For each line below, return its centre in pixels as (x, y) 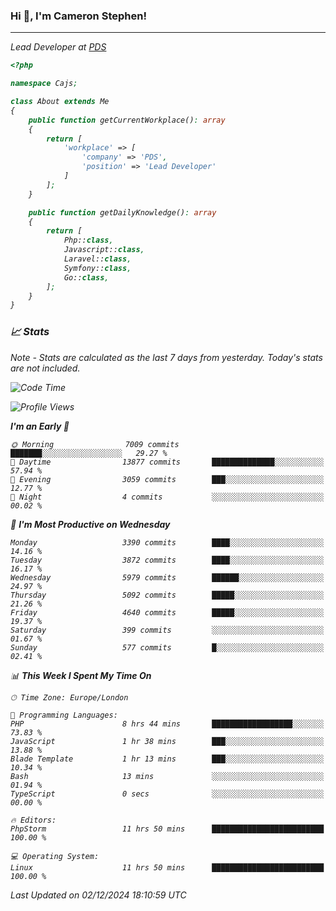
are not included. (45, 368)
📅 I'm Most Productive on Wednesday (90, 524)
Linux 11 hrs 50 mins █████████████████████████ (167, 867)
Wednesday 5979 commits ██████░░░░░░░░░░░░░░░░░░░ (167, 577)
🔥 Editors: (33, 820)
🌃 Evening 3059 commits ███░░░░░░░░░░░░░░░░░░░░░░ (167, 479)
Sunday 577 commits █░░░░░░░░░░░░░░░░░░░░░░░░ (167, 647)
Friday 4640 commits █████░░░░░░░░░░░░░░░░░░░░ (167, 612)
